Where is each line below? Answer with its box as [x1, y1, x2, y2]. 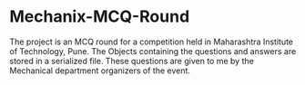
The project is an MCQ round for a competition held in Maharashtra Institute [9, 36, 294, 47]
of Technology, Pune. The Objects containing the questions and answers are [9, 45, 297, 56]
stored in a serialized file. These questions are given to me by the [9, 55, 255, 66]
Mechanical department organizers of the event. [9, 65, 191, 76]
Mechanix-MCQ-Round [9, 6, 190, 27]
